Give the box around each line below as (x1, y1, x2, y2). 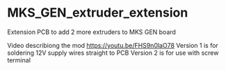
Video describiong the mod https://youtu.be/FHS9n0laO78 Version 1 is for (7, 41, 219, 49)
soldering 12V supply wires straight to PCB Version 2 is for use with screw (7, 49, 219, 57)
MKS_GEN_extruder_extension (7, 5, 188, 21)
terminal (7, 55, 31, 64)
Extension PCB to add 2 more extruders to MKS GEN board (7, 28, 176, 36)
